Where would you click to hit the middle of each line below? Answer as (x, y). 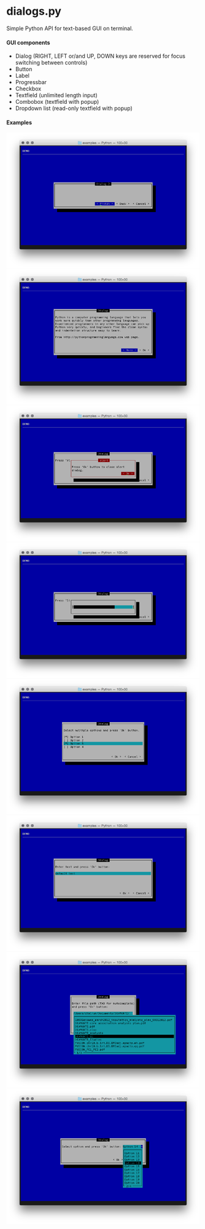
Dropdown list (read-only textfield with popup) (74, 108)
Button (24, 69)
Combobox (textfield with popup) (57, 102)
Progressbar (31, 82)
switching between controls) (51, 63)
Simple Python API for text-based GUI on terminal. (70, 28)
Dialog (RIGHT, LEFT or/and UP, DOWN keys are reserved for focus (100, 56)
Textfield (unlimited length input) (56, 95)
